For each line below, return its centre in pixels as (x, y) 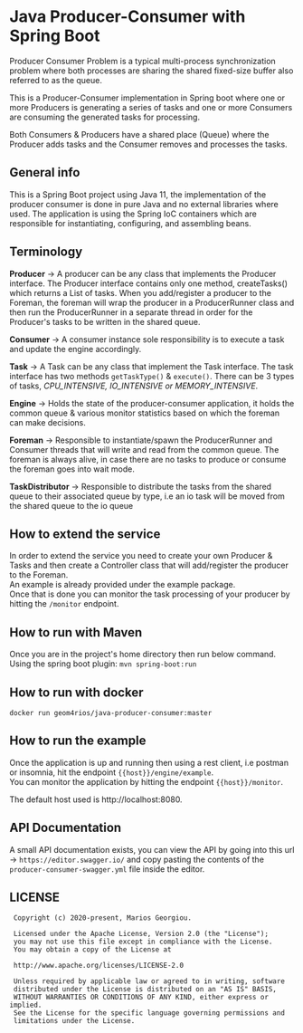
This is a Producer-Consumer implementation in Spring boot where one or (147, 98)
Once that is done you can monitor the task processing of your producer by (150, 594)
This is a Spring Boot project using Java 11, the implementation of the (138, 194)
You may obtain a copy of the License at (92, 950)
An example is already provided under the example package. (123, 585)
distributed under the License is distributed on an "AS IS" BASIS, (145, 990)
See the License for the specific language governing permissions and (149, 1013)
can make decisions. (47, 422)
